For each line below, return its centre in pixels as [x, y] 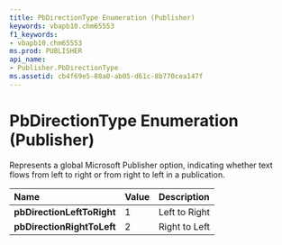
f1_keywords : [34, 34]
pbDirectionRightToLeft [65, 226]
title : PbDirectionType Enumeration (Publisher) [102, 18]
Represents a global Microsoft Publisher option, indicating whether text [141, 165]
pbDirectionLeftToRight [65, 212]
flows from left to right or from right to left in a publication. [117, 174]
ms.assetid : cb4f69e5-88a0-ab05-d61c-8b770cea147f [106, 77]
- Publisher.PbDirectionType [64, 68]
